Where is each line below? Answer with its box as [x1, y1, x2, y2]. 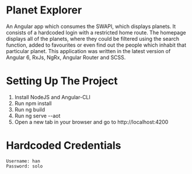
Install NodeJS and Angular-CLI [14, 93, 90, 100]
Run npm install [14, 100, 52, 107]
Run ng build [14, 106, 46, 113]
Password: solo [6, 163, 43, 169]
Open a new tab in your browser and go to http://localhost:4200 [14, 118, 169, 126]
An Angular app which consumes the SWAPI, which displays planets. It [6, 23, 176, 30]
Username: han [6, 158, 41, 164]
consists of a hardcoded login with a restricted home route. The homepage [6, 29, 186, 36]
